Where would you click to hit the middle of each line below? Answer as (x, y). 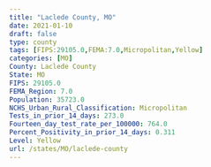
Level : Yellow (35, 140)
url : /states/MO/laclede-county (68, 148)
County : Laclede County (53, 67)
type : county (33, 42)
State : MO (27, 75)
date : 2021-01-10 (41, 26)
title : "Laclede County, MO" (63, 17)
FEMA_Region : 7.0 (41, 91)
